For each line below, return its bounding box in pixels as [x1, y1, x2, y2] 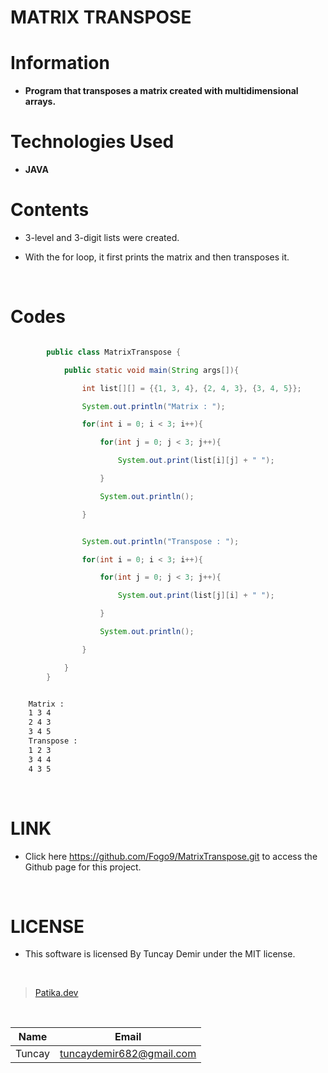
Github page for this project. [24, 861, 142, 873]
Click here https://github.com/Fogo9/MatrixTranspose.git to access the [24, 850, 318, 862]
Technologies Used [10, 131, 175, 153]
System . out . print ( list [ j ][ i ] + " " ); [117, 591, 275, 601]
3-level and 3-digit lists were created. [24, 232, 180, 243]
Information [10, 52, 110, 75]
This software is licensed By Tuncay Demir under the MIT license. [24, 948, 296, 960]
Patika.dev [34, 987, 79, 999]
